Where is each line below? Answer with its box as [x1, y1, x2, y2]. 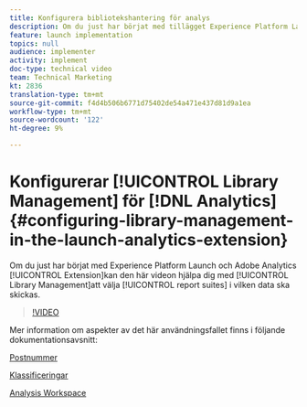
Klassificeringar [9, 370, 69, 380]
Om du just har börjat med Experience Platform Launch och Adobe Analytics [9, 260, 297, 271]
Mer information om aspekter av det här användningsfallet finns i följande [9, 324, 286, 335]
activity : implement [9, 56, 89, 65]
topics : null [9, 38, 59, 48]
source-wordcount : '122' [9, 115, 104, 124]
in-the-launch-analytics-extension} [9, 230, 289, 251]
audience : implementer [9, 48, 96, 57]
